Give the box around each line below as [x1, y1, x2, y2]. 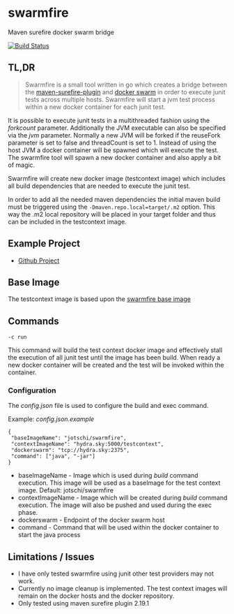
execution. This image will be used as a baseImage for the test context [17, 478, 221, 487]
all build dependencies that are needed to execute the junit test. [8, 182, 191, 190]
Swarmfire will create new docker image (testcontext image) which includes [8, 174, 226, 182]
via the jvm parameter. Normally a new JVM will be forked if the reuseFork [8, 131, 221, 139]
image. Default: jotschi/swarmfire [17, 486, 114, 495]
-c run [8, 334, 27, 341]
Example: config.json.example [8, 415, 95, 423]
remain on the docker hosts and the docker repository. [17, 592, 175, 600]
